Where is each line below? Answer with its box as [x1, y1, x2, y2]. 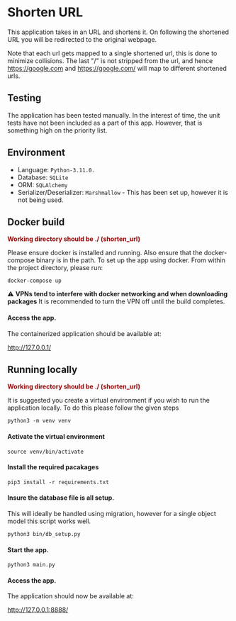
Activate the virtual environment [7, 432, 105, 440]
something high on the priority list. [7, 125, 108, 135]
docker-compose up [7, 277, 62, 284]
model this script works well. [7, 517, 91, 525]
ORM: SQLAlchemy [17, 180, 68, 189]
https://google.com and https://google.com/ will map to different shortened [7, 64, 227, 72]
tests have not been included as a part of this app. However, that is [7, 118, 203, 127]
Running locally [7, 363, 78, 376]
